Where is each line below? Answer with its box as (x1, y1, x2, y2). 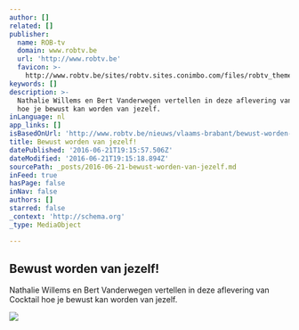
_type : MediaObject (9, 220, 82, 229)
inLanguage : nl (9, 112, 66, 121)
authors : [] (9, 195, 53, 205)
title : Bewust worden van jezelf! (9, 137, 138, 146)
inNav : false (9, 187, 58, 196)
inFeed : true (9, 170, 58, 179)
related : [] (9, 21, 53, 30)
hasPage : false (9, 179, 66, 188)
